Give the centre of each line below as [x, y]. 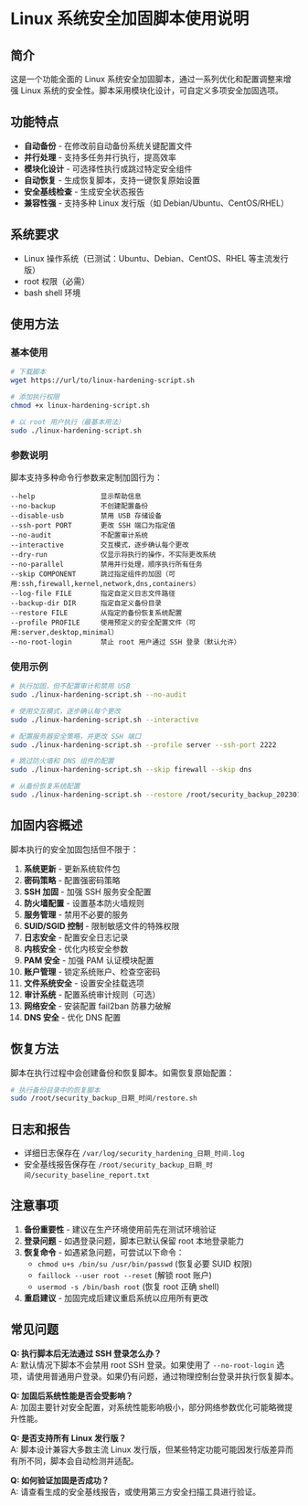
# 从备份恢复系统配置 [45, 786]
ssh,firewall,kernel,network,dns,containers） [111, 583]
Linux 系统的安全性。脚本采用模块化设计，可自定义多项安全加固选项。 [152, 91]
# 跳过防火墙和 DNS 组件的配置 [62, 761]
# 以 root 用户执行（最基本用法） [68, 422]
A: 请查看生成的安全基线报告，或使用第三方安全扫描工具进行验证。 [136, 1491]
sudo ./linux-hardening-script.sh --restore [96, 795]
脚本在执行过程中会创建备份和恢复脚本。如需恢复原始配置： [122, 1073]
